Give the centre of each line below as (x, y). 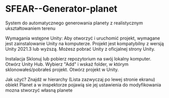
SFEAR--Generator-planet (61, 9)
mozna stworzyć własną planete (39, 90)
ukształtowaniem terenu (30, 28)
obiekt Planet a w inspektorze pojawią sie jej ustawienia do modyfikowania (83, 85)
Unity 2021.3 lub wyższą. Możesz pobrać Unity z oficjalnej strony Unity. (80, 49)
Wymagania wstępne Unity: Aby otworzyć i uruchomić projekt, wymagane (83, 38)
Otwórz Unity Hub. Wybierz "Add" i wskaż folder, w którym (67, 64)
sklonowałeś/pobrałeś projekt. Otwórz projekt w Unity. (62, 70)
